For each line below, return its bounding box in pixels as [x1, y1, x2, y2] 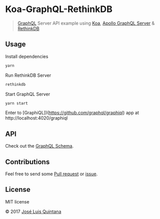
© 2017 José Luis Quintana [5, 208, 61, 214]
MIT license [5, 198, 30, 204]
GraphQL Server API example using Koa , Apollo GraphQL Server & [17, 20, 155, 26]
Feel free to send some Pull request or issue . [5, 171, 98, 177]
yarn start [5, 100, 28, 106]
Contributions [5, 157, 50, 166]
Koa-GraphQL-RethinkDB [5, 4, 113, 15]
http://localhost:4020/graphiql [5, 115, 68, 121]
